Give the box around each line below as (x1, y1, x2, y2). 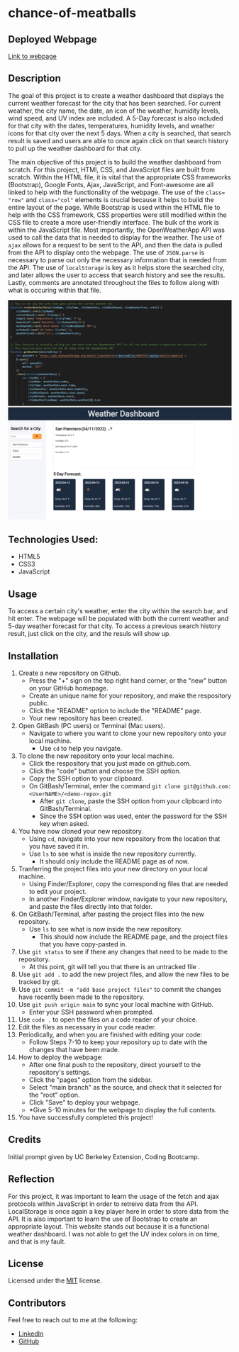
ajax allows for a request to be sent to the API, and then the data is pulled (8, 240, 223, 249)
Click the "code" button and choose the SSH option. (28, 766, 182, 775)
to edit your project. (28, 887, 87, 895)
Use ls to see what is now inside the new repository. (28, 924, 183, 933)
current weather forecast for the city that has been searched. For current (8, 99, 221, 107)
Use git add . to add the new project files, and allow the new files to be (18, 970, 230, 978)
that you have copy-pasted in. (39, 939, 127, 948)
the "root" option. (28, 1090, 80, 1099)
